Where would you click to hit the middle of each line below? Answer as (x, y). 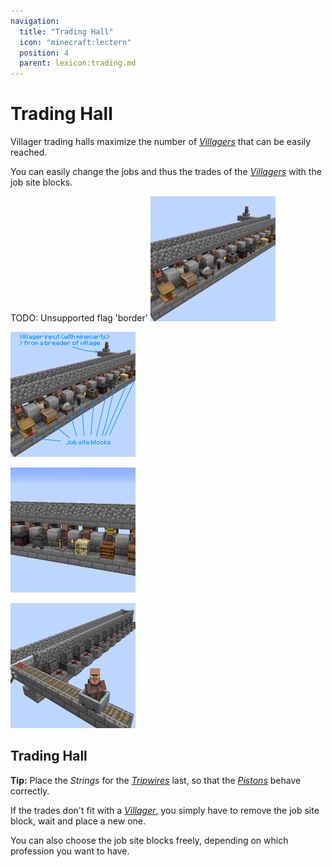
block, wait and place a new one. (78, 821)
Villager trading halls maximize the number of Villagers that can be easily (161, 142)
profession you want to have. (70, 851)
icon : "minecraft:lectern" (75, 42)
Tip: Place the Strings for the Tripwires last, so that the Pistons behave (156, 780)
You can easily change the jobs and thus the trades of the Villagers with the (166, 172)
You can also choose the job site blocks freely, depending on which (149, 840)
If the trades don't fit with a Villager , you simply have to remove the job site (165, 810)
